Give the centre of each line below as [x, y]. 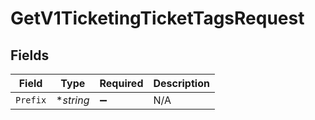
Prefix [31, 100]
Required [121, 83]
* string [73, 100]
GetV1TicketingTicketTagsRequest [157, 18]
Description [181, 83]
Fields [30, 55]
